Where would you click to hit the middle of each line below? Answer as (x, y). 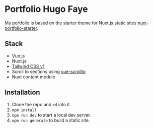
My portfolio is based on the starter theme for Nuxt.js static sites (71, 23)
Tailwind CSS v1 (28, 66)
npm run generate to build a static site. (51, 120)
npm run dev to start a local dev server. (51, 115)
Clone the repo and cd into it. (41, 104)
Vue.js (18, 56)
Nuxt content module (34, 77)
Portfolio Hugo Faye (46, 9)
